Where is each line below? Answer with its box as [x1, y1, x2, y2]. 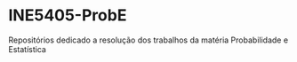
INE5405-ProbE [8, 5, 127, 26]
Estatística [8, 43, 46, 54]
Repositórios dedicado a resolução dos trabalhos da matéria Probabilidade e [8, 35, 289, 45]
